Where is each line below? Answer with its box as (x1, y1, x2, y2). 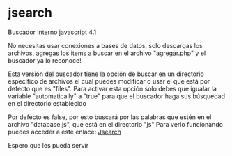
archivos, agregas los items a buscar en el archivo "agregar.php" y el (8, 49, 206, 57)
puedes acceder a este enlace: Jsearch (8, 127, 121, 136)
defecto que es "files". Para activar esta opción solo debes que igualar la (8, 84, 217, 93)
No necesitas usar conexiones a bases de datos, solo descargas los (8, 41, 203, 49)
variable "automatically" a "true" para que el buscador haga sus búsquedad (8, 92, 226, 100)
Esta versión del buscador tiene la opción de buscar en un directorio (8, 70, 204, 78)
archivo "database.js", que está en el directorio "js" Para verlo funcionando (8, 120, 224, 128)
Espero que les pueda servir (8, 141, 89, 149)
